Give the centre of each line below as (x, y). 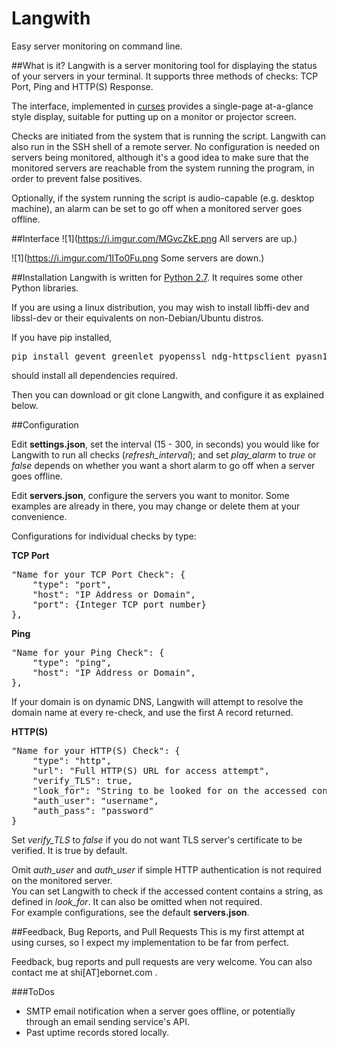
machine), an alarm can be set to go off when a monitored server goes (157, 208)
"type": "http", (72, 760)
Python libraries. (45, 288)
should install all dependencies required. (94, 375)
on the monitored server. (62, 880)
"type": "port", (72, 584)
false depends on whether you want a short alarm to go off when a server (163, 465)
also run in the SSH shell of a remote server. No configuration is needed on (165, 146)
